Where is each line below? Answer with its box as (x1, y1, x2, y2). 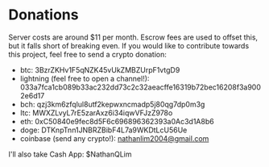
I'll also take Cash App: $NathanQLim (8, 149, 132, 159)
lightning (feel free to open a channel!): (19, 73, 150, 83)
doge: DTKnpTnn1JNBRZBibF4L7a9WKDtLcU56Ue (19, 125, 188, 135)
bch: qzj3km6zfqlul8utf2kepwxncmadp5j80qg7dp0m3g (19, 99, 205, 109)
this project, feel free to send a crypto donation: (8, 49, 167, 59)
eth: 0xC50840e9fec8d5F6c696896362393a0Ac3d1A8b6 (19, 116, 215, 126)
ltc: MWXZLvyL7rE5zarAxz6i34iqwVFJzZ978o (19, 107, 173, 118)
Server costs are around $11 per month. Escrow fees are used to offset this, (8, 32, 259, 42)
